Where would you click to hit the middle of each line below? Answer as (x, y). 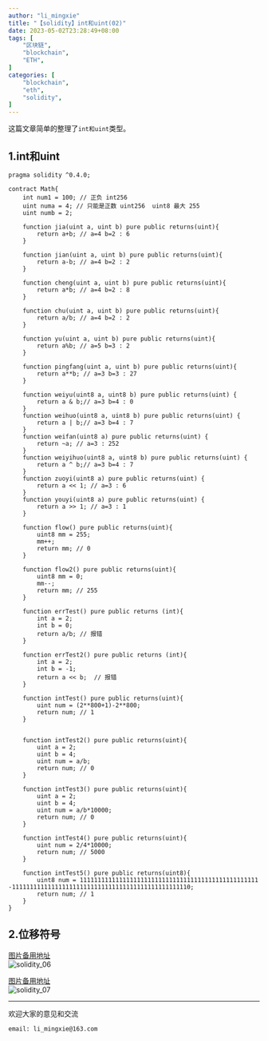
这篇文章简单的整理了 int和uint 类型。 (69, 129)
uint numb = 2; (48, 213)
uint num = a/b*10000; (75, 810)
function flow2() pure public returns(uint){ (100, 569)
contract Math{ (33, 189)
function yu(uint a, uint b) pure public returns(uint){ (119, 339)
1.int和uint (34, 156)
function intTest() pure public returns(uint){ (103, 698)
